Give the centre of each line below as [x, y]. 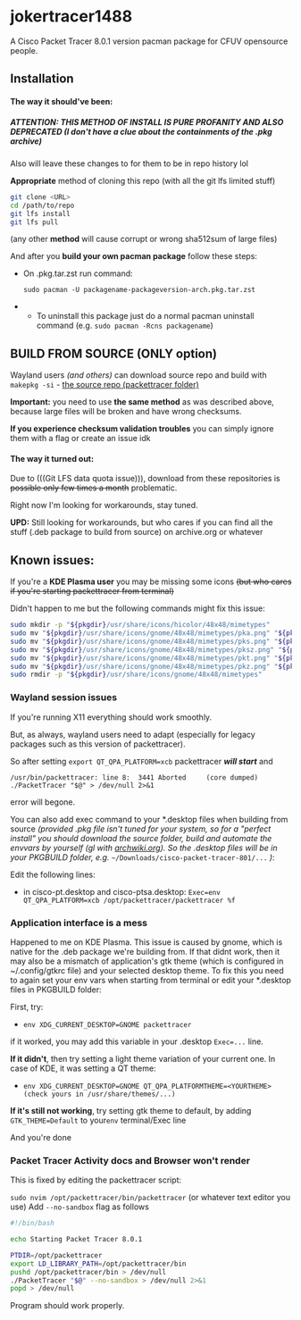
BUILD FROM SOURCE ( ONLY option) [114, 353]
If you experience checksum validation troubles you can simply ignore [142, 429]
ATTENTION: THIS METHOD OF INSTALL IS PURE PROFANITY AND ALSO [147, 121]
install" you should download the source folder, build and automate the [141, 838]
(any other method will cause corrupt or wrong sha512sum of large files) [144, 239]
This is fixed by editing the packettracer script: [96, 1180]
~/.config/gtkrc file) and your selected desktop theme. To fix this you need [147, 970]
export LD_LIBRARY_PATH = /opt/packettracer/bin [98, 1264]
